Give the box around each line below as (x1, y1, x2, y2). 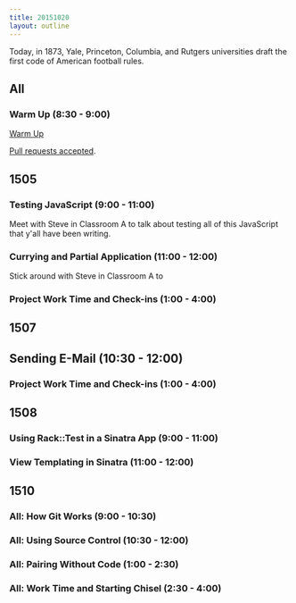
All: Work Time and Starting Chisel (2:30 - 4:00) (9, 582, 222, 595)
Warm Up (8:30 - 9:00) (9, 108, 111, 121)
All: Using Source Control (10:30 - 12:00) (9, 534, 189, 547)
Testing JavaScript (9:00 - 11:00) (9, 198, 155, 211)
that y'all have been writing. (9, 228, 111, 239)
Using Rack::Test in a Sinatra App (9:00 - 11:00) (9, 432, 218, 445)
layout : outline (9, 21, 70, 30)
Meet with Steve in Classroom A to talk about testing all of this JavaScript (9, 218, 279, 229)
